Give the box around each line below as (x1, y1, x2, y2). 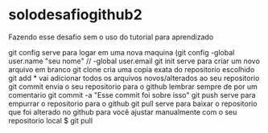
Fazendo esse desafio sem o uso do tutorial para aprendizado (8, 32, 214, 42)
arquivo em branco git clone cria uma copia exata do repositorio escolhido (8, 64, 255, 74)
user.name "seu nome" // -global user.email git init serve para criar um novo (8, 56, 260, 66)
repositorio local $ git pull (8, 115, 93, 125)
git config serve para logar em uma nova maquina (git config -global (8, 47, 235, 57)
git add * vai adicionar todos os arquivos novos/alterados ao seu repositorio (8, 73, 260, 83)
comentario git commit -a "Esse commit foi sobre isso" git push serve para (8, 90, 256, 99)
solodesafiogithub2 (8, 6, 142, 24)
